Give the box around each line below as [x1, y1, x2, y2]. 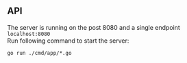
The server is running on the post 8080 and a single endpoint [7, 23, 180, 31]
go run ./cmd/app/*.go [7, 49, 72, 56]
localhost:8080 [7, 30, 51, 37]
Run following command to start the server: [7, 37, 129, 45]
